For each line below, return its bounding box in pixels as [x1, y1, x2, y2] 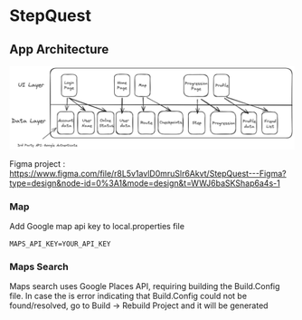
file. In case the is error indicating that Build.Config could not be [9, 291, 247, 302]
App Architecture [9, 42, 109, 57]
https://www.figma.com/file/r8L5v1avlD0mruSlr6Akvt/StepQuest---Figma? [9, 168, 287, 179]
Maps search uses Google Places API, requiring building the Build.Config [9, 281, 280, 292]
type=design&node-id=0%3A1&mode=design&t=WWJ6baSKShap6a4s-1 [9, 178, 280, 189]
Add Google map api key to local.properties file [9, 220, 185, 231]
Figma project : [9, 158, 66, 169]
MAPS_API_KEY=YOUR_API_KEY [9, 239, 111, 248]
